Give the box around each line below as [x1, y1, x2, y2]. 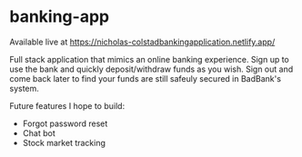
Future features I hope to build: [9, 100, 126, 111]
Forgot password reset [22, 118, 108, 129]
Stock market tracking [22, 137, 106, 148]
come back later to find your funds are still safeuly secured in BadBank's [9, 73, 282, 83]
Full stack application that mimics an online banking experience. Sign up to [9, 54, 289, 64]
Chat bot [22, 127, 56, 138]
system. [9, 83, 39, 93]
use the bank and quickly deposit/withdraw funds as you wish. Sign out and [9, 64, 294, 74]
